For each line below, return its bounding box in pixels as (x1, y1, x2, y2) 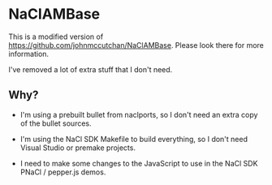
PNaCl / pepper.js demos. (19, 167, 106, 177)
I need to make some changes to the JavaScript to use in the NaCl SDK (19, 158, 258, 168)
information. (8, 49, 50, 58)
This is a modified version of (8, 32, 104, 41)
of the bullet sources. (19, 118, 92, 128)
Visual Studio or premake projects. (19, 143, 136, 153)
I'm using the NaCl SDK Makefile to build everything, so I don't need (19, 134, 248, 144)
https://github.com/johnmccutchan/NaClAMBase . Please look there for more (8, 40, 264, 49)
